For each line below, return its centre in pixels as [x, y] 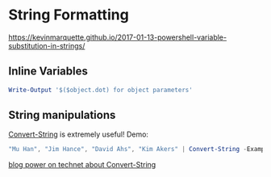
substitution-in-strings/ [47, 45]
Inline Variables [48, 72]
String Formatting [69, 15]
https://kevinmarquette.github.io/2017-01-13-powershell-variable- [118, 37]
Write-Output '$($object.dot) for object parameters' [101, 90]
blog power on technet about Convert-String [82, 165]
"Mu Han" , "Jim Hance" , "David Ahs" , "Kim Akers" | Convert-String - [128, 150]
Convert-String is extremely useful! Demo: [79, 134]
